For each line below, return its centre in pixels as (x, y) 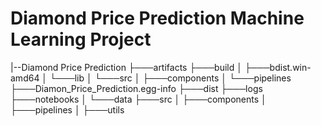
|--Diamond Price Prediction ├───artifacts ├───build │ (126, 67)
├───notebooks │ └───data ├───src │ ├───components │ (138, 99)
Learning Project (81, 39)
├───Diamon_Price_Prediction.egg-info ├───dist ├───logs (136, 88)
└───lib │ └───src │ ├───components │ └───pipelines (170, 78)
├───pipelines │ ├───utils (67, 109)
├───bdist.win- (278, 67)
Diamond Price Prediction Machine (157, 18)
